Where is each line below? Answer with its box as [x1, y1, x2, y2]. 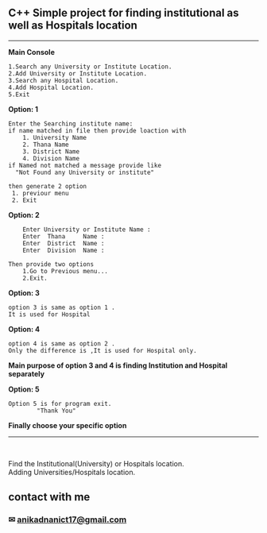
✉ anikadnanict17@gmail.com [8, 514, 127, 525]
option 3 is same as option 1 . [8, 303, 115, 311]
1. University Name [22, 133, 87, 141]
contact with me [8, 490, 91, 504]
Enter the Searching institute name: [8, 119, 133, 128]
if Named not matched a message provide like [8, 161, 161, 169]
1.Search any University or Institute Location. [8, 63, 172, 71]
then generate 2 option [8, 182, 87, 190]
